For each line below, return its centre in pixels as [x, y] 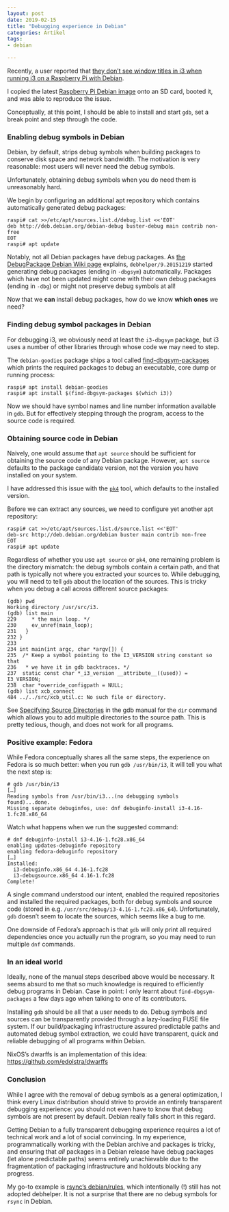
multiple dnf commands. [41, 944]
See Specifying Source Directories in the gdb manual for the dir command [112, 710]
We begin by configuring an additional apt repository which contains [103, 200]
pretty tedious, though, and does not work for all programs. [91, 724]
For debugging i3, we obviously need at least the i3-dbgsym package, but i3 [113, 340]
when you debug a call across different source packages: [88, 589]
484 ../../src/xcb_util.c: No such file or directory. [87, 697]
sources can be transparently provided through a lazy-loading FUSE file [108, 1019]
